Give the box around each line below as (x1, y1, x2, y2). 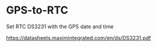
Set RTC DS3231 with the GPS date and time (6, 23, 114, 30)
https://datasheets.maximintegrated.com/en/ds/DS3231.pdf (6, 34, 152, 41)
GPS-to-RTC (6, 4, 68, 17)
